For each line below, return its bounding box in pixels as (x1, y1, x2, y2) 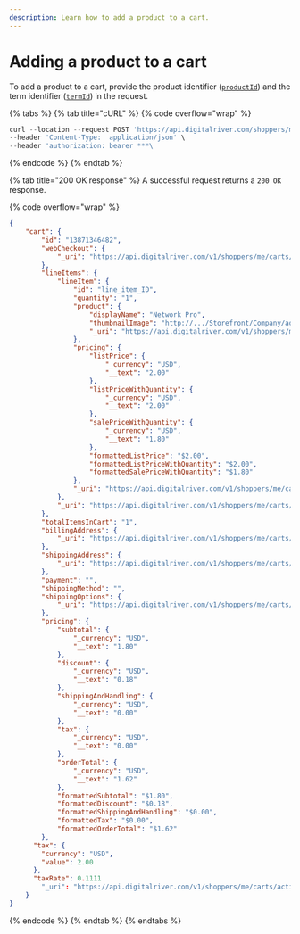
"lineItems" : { (41, 269, 98, 277)
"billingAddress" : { (41, 525, 118, 535)
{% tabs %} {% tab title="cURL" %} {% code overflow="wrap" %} (9, 108, 252, 119)
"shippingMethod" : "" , (41, 583, 126, 593)
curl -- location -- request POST (9, 125, 129, 134)
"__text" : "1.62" (72, 774, 138, 783)
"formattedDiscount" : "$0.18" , (56, 799, 174, 808)
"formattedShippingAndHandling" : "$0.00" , (56, 808, 218, 817)
